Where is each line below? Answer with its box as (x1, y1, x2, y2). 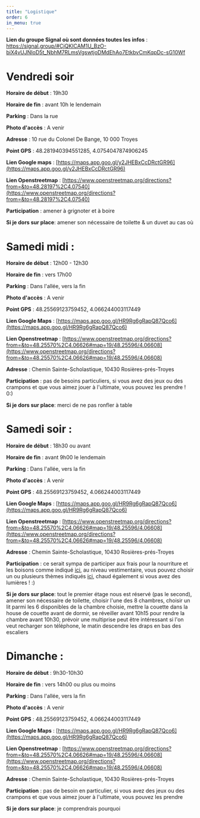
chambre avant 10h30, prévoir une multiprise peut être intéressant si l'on (6, 616, 184, 623)
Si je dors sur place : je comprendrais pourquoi (6, 805, 121, 812)
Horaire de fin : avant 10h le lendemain (6, 101, 101, 108)
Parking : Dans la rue (6, 113, 58, 120)
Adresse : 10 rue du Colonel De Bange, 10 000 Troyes (6, 135, 138, 143)
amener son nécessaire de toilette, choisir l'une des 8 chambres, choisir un (6, 597, 190, 604)
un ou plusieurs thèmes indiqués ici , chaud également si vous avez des (6, 573, 181, 580)
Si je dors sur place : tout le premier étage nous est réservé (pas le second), (6, 591, 192, 598)
